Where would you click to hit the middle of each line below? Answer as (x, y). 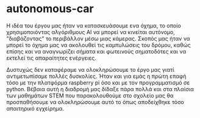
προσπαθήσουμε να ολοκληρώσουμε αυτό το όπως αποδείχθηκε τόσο (95, 102)
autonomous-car (50, 9)
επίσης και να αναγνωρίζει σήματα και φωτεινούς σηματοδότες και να (96, 51)
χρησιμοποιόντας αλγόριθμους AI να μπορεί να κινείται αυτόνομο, (91, 32)
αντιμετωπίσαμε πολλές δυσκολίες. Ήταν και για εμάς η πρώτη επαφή (96, 76)
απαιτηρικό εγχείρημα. (35, 108)
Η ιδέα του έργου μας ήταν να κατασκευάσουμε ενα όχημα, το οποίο (94, 26)
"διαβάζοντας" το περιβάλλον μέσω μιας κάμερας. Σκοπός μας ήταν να (98, 38)
